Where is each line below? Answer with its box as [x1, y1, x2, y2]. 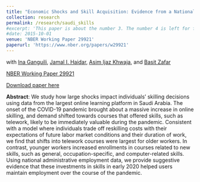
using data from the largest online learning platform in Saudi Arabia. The [6, 99, 183, 106]
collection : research [6, 14, 60, 20]
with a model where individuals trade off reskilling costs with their [6, 125, 167, 132]
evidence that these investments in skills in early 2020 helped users [6, 162, 173, 170]
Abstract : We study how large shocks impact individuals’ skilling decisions [6, 93, 190, 100]
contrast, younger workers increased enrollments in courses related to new [6, 144, 190, 151]
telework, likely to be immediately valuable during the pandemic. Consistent [6, 118, 192, 125]
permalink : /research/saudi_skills [6, 20, 95, 26]
